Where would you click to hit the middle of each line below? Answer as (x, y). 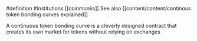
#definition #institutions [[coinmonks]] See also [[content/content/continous (98, 8)
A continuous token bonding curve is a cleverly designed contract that (91, 26)
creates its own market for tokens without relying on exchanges (83, 32)
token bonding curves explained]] (47, 14)
